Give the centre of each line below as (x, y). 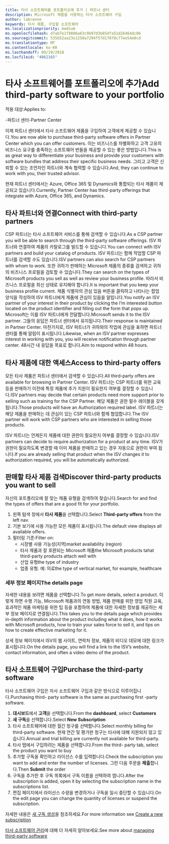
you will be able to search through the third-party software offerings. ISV (81, 240)
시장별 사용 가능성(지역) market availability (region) (71, 544)
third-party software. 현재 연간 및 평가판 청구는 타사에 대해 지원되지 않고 (84, 732)
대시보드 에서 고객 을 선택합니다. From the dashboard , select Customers (84, 713)
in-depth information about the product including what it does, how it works (84, 619)
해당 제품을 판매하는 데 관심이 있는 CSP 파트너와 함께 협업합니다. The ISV (77, 413)
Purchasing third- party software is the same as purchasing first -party (84, 697)
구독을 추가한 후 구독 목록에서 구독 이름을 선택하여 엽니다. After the (78, 775)
